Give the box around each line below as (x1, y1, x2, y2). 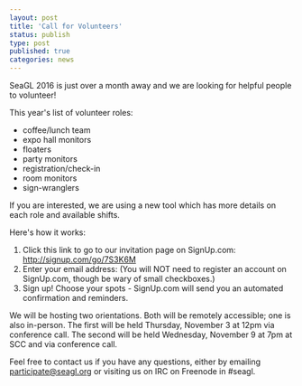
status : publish (9, 30, 70, 39)
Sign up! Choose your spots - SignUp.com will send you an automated (22, 283, 284, 294)
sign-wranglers (22, 183, 79, 193)
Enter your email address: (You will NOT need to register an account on (22, 264, 287, 274)
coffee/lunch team (22, 125, 91, 136)
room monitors (22, 173, 78, 184)
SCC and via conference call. (9, 339, 118, 349)
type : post (9, 38, 50, 48)
